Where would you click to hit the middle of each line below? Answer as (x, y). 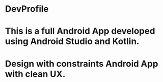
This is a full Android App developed (80, 31)
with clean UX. (35, 74)
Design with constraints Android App (82, 64)
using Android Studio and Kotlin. (72, 41)
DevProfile (27, 9)
